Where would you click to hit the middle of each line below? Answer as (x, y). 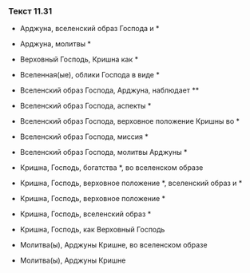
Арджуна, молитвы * (56, 44)
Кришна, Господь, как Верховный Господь (92, 230)
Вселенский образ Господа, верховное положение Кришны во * (129, 121)
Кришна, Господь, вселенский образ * (85, 214)
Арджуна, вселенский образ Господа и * (89, 29)
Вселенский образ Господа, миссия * (84, 136)
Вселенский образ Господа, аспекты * (85, 106)
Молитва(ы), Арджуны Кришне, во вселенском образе (113, 245)
